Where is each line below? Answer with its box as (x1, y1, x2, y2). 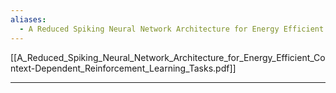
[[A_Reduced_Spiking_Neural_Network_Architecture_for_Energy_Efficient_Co (10, 51, 326, 63)
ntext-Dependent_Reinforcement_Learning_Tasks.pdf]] (10, 62, 237, 74)
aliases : (10, 14, 47, 25)
